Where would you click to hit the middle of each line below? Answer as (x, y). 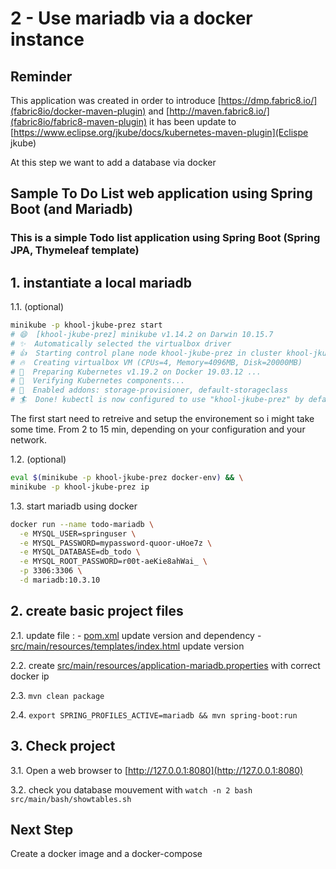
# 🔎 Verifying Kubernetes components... (98, 381)
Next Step (42, 829)
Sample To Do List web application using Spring (161, 193)
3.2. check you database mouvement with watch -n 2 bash (131, 789)
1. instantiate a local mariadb (101, 282)
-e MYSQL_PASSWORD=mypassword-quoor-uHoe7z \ (116, 543)
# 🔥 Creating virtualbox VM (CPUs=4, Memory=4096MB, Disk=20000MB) (156, 362)
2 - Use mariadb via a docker (131, 18)
